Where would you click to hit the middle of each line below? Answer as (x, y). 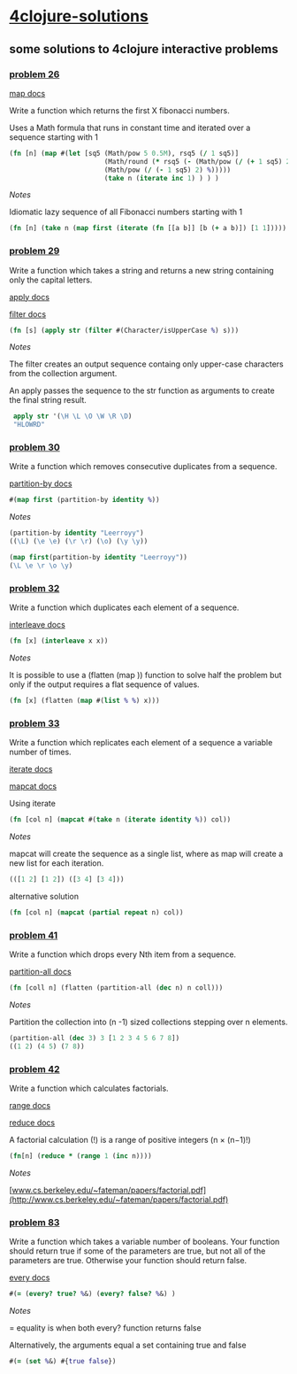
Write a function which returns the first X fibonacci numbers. (119, 110)
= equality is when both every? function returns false (105, 1328)
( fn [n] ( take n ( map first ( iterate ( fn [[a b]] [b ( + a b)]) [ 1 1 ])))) (148, 228)
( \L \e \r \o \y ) (41, 565)
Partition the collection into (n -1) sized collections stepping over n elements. (148, 1022)
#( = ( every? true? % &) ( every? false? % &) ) (92, 1294)
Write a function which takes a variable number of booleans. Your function (145, 1242)
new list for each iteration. (57, 863)
